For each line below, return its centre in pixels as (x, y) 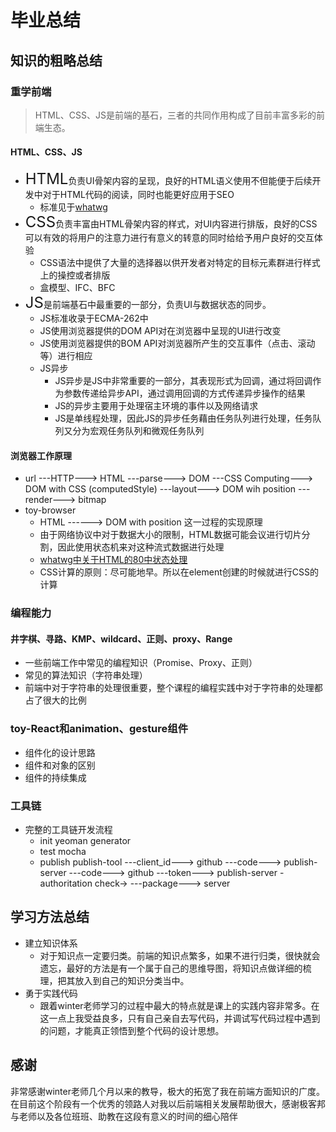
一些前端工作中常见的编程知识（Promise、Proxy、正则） (141, 663)
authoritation (66, 883)
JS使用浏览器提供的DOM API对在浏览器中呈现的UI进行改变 (160, 331)
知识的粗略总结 (56, 60)
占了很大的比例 (55, 700)
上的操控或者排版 (75, 275)
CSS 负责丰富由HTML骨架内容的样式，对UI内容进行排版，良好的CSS (171, 222)
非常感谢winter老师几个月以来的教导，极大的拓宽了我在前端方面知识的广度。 (167, 1091)
